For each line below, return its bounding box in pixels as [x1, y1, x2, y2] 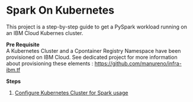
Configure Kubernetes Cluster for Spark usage [14, 89, 128, 96]
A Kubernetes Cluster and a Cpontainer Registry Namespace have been [6, 47, 181, 54]
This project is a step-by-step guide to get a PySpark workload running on [6, 23, 188, 30]
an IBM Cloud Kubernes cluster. [6, 29, 83, 36]
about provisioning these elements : [6, 60, 94, 67]
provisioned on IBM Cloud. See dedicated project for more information [6, 53, 178, 60]
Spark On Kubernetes [6, 4, 114, 17]
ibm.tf [6, 66, 21, 73]
